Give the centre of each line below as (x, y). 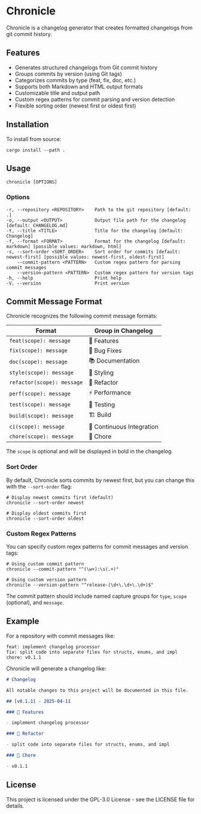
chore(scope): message (41, 437)
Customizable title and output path (57, 93)
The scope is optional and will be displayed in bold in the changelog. (90, 451)
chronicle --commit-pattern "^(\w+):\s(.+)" (63, 569)
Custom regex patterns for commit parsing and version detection (95, 99)
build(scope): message (41, 416)
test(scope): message (40, 405)
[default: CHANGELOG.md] (37, 225)
